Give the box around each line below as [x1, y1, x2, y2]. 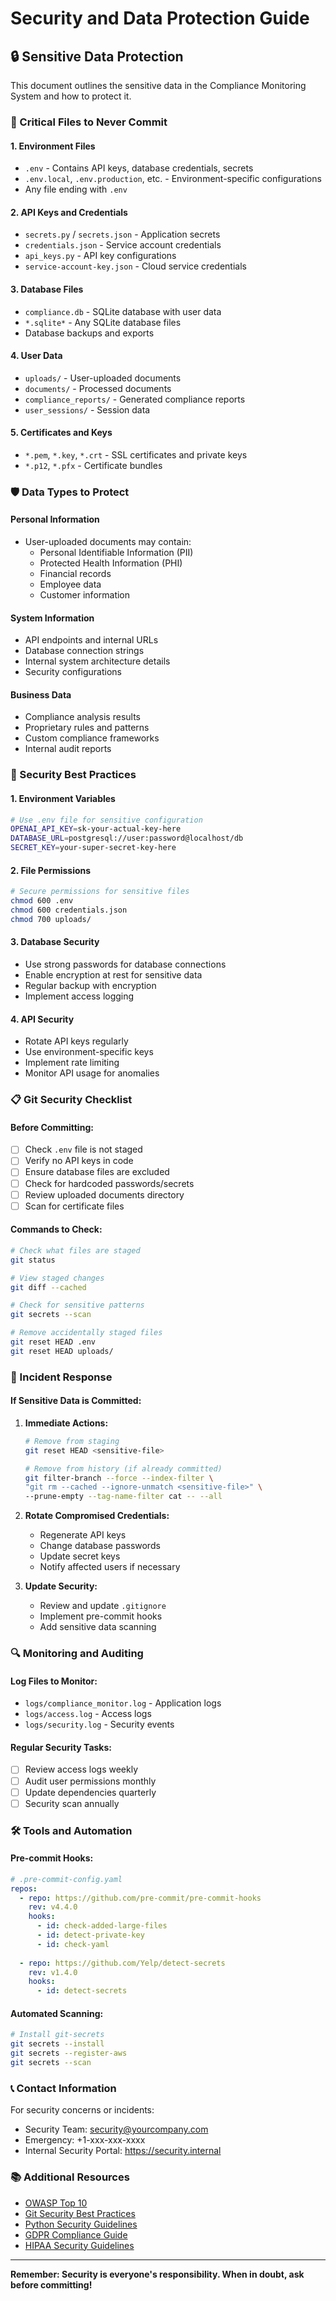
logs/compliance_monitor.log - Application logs [24, 1697, 222, 1709]
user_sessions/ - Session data [24, 403, 151, 416]
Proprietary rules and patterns [24, 722, 150, 734]
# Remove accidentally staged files [10, 1328, 163, 1338]
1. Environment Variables [10, 792, 116, 804]
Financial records [39, 568, 112, 580]
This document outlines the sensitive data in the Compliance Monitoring [10, 80, 307, 91]
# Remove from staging [24, 1436, 120, 1446]
